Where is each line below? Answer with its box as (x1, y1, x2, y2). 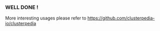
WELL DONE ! (5, 3, 38, 10)
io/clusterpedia (5, 20, 36, 26)
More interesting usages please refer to (5, 15, 86, 21)
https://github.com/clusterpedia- (87, 15, 155, 21)
